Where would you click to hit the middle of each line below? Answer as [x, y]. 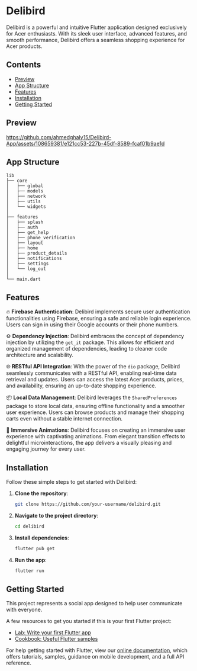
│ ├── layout [25, 243]
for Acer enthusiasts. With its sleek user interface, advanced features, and [97, 33]
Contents [24, 65]
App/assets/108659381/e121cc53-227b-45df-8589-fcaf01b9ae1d [85, 143]
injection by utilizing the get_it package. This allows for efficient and [90, 342]
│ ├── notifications [34, 259]
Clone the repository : [41, 493]
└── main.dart [24, 280]
